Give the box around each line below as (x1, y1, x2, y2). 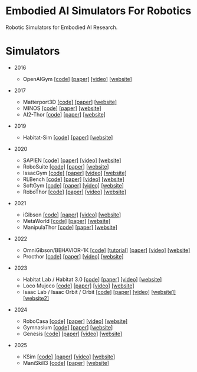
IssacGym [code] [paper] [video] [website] (22, 169, 127, 176)
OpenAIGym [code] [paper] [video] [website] (22, 75, 132, 82)
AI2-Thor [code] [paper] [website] (22, 111, 106, 118)
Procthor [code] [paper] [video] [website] (22, 253, 124, 260)
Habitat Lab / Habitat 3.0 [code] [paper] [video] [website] (22, 276, 162, 283)
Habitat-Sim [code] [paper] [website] (22, 134, 113, 141)
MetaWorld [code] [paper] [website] (22, 217, 111, 224)
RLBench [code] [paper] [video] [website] (22, 176, 124, 183)
